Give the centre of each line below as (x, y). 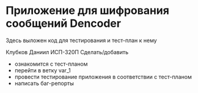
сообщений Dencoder (64, 23)
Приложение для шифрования (87, 11)
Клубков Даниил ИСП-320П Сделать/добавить (67, 52)
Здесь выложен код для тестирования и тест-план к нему (81, 40)
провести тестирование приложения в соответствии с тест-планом (103, 77)
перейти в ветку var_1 (42, 70)
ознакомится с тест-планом (51, 64)
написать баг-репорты (44, 83)
